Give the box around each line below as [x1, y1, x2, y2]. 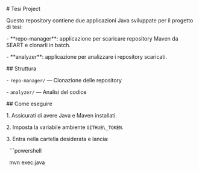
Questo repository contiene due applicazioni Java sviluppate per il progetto [6, 17, 194, 24]
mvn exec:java [8, 159, 45, 166]
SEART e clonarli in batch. [6, 42, 71, 48]
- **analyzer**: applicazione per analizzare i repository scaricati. [6, 53, 168, 60]
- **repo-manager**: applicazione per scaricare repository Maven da [6, 35, 178, 42]
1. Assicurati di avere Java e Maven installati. [6, 112, 118, 119]
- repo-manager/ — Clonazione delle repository [6, 77, 122, 84]
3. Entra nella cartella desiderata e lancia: [6, 136, 109, 142]
